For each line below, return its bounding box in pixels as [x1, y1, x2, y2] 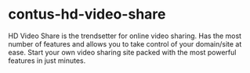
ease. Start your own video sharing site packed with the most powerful [8, 47, 237, 57]
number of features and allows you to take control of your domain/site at [8, 39, 242, 48]
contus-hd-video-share [8, 5, 166, 23]
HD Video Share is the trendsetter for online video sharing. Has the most [8, 31, 241, 40]
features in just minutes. [8, 56, 86, 65]
